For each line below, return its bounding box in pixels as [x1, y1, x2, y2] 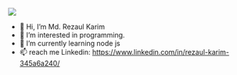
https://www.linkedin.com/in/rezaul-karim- [92, 48, 229, 56]
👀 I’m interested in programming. [19, 30, 125, 39]
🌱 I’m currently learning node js [19, 39, 120, 48]
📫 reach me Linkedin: [19, 48, 91, 56]
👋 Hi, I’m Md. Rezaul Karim [19, 22, 106, 31]
